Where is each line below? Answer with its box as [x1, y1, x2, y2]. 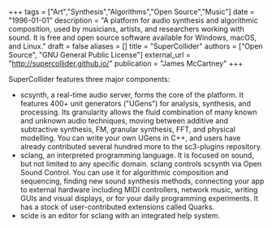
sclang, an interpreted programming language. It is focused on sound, [19, 150, 254, 160]
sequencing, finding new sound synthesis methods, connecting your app [19, 176, 265, 186]
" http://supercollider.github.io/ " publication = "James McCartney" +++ [8, 58, 244, 68]
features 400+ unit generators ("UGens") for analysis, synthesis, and [19, 99, 252, 108]
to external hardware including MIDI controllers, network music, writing [19, 185, 258, 194]
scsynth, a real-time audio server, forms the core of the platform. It [19, 90, 244, 100]
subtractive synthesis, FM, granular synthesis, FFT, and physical [19, 125, 235, 134]
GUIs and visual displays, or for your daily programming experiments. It [19, 194, 258, 203]
